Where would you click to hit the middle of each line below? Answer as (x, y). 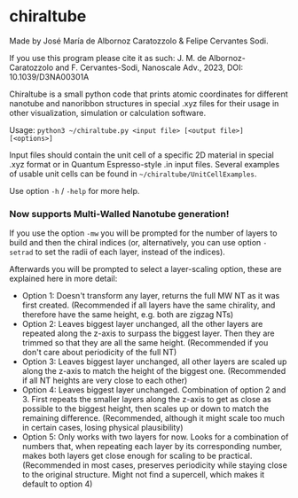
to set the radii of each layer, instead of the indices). (130, 252)
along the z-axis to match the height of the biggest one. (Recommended (154, 371)
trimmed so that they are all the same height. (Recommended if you (145, 343)
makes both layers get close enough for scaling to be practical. (137, 456)
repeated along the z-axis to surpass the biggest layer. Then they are (148, 333)
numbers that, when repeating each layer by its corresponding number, (152, 447)
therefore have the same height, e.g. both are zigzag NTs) (128, 315)
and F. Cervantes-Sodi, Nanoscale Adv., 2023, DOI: (149, 67)
